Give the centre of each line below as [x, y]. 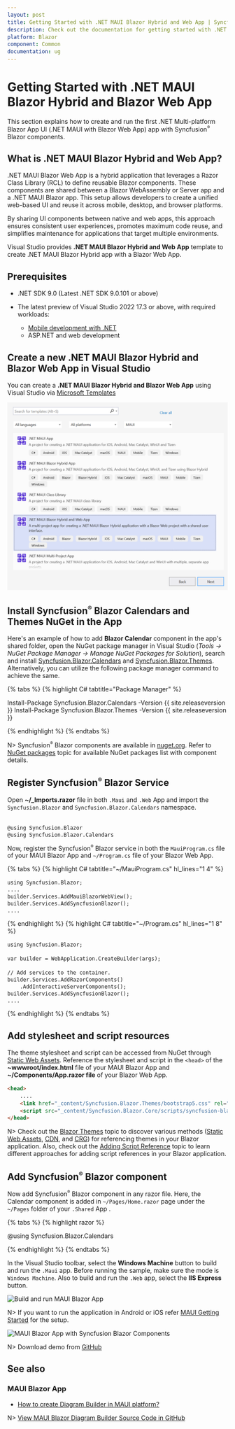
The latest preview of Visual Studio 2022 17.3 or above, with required [116, 307]
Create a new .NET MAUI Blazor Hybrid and [103, 357]
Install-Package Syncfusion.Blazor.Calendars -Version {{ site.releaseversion [116, 703]
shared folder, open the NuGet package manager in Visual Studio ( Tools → [114, 646]
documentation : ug [34, 52]
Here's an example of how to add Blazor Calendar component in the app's [115, 639]
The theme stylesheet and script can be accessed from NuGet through [109, 1053]
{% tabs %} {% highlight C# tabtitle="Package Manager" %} [94, 689]
